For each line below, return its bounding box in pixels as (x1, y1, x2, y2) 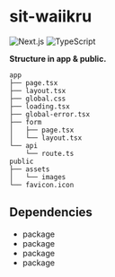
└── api (9, 141, 39, 150)
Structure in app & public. (9, 53, 107, 64)
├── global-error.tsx (9, 109, 91, 118)
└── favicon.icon (9, 180, 75, 189)
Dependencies (9, 204, 93, 221)
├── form (9, 117, 42, 126)
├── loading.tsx (9, 101, 70, 111)
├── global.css (9, 94, 66, 103)
